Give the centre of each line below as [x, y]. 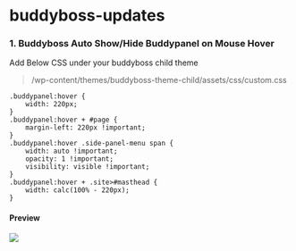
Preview [25, 218]
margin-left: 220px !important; [85, 128]
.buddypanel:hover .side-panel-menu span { [92, 144]
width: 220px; [51, 105]
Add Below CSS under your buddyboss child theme [104, 63]
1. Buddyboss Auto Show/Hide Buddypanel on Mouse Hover [142, 44]
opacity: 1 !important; [70, 159]
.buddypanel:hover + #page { [63, 120]
